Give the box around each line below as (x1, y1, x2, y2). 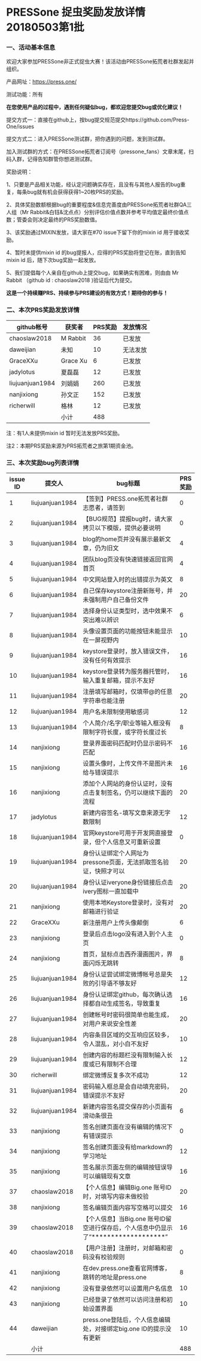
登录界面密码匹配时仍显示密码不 (83, 739, 173, 748)
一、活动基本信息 (6, 43, 56, 51)
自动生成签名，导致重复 (95, 1000, 161, 1008)
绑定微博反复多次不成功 (83, 1071, 149, 1080)
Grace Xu (60, 357, 88, 365)
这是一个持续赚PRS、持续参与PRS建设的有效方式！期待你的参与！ (6, 290, 169, 297)
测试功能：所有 (6, 91, 43, 98)
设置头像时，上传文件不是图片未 (83, 759, 173, 768)
